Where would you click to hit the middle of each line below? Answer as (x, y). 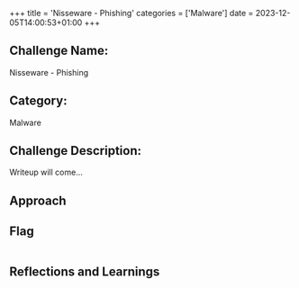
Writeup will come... (46, 172)
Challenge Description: (76, 151)
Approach (38, 200)
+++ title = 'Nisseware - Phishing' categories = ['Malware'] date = (131, 13)
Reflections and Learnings (85, 272)
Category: (38, 101)
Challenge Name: (59, 51)
